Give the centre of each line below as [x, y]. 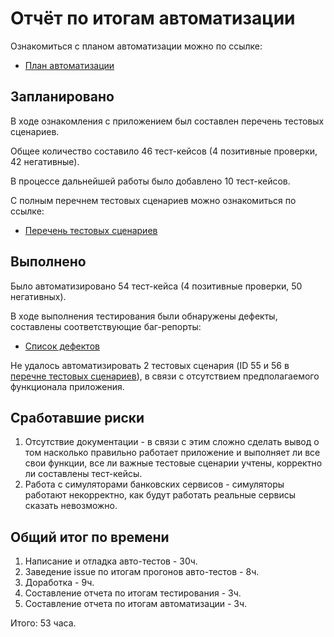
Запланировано [62, 97]
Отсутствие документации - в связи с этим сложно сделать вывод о [172, 442]
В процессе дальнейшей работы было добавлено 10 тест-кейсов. [150, 181]
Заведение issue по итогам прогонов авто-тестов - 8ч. [142, 572]
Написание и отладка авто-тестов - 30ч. [111, 561]
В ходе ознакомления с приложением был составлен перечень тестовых [167, 121]
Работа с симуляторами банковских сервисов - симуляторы [154, 484]
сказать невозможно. [71, 506]
